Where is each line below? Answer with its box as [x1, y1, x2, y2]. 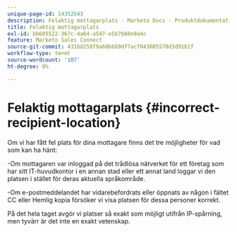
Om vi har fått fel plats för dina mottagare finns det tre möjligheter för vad [7, 138, 221, 146]
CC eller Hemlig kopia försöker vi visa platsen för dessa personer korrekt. [7, 195, 221, 204]
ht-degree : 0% [7, 63, 49, 70]
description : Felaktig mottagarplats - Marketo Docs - [7, 17, 172, 24]
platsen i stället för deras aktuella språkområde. [7, 174, 146, 182]
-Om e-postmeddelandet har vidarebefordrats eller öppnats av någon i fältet [7, 188, 229, 197]
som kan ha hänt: [7, 146, 58, 154]
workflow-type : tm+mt [7, 50, 71, 57]
